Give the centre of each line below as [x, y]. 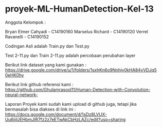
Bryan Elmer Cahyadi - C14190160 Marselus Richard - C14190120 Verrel [77, 31]
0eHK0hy [15, 75]
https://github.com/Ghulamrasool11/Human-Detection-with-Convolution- [78, 89]
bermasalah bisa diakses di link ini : [41, 109]
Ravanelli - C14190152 [27, 37]
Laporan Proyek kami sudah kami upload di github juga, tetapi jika [71, 104]
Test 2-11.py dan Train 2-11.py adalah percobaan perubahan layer [70, 55]
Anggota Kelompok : [26, 22]
